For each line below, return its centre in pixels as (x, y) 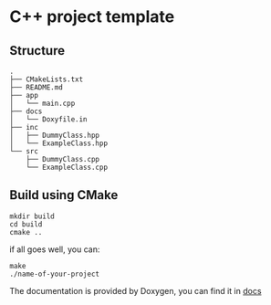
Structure (37, 51)
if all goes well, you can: (55, 249)
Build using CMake (64, 195)
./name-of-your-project (55, 274)
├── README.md (36, 88)
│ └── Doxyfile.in (49, 120)
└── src (24, 152)
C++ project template (92, 17)
